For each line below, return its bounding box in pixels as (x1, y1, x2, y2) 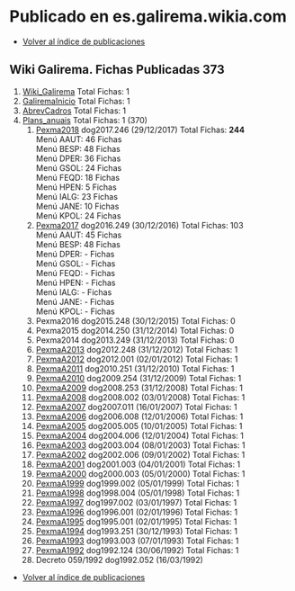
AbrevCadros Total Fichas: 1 (22, 105, 127, 116)
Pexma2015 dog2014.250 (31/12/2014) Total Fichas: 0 (35, 325, 235, 336)
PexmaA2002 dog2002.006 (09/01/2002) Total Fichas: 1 (35, 449, 246, 460)
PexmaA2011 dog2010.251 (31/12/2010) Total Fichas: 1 (35, 363, 235, 374)
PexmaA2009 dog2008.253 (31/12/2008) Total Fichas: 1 (35, 382, 243, 393)
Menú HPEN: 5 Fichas (35, 182, 117, 193)
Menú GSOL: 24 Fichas (35, 162, 122, 173)
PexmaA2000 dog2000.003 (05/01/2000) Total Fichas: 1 (35, 468, 246, 479)
